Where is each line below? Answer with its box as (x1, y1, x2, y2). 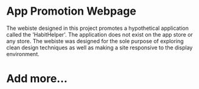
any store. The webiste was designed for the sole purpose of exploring (6, 37, 184, 44)
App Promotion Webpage (6, 4, 137, 18)
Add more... (6, 72, 68, 86)
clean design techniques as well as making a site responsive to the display (6, 44, 193, 51)
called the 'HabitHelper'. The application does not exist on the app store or (6, 30, 194, 38)
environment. (6, 50, 40, 57)
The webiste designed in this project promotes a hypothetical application (6, 24, 189, 32)
